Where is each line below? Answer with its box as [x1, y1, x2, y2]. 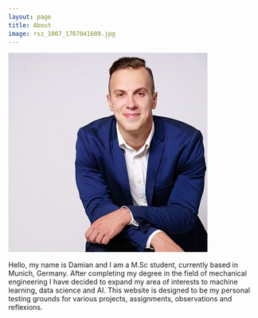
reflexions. [8, 303, 43, 312]
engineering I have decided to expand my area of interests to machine [8, 277, 238, 287]
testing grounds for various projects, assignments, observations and [8, 294, 233, 304]
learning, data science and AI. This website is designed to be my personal [8, 285, 251, 295]
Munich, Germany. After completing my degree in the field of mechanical [8, 269, 247, 278]
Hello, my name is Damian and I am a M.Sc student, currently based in [8, 260, 239, 270]
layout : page [8, 13, 52, 21]
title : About [8, 21, 52, 29]
